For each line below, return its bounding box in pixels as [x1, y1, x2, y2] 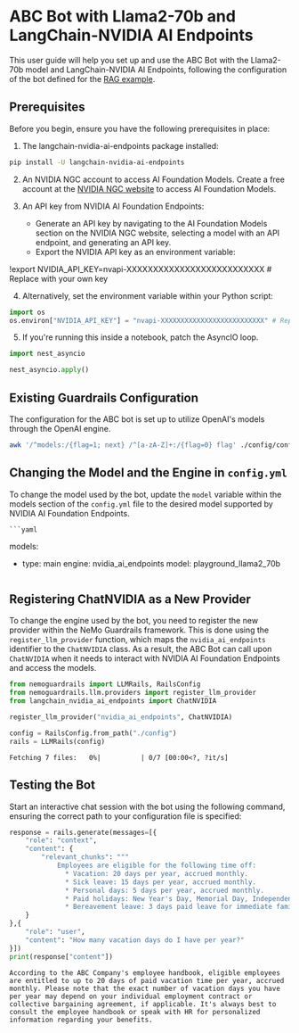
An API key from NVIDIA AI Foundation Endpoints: [21, 201, 205, 211]
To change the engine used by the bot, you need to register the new [9, 616, 259, 626]
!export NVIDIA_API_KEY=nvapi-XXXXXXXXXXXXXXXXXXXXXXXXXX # [9, 263, 272, 274]
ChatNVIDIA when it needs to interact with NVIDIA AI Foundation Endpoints [9, 653, 280, 664]
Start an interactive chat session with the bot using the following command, [9, 801, 286, 812]
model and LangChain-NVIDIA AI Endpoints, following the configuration [25, 64, 287, 75]
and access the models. [9, 663, 97, 674]
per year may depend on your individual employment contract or [9, 992, 253, 1001]
